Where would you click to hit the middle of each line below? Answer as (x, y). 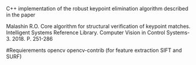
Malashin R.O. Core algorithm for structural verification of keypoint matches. (98, 26)
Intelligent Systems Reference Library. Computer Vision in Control (86, 32)
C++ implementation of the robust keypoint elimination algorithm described (97, 9)
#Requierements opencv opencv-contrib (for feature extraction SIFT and (94, 50)
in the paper (21, 15)
